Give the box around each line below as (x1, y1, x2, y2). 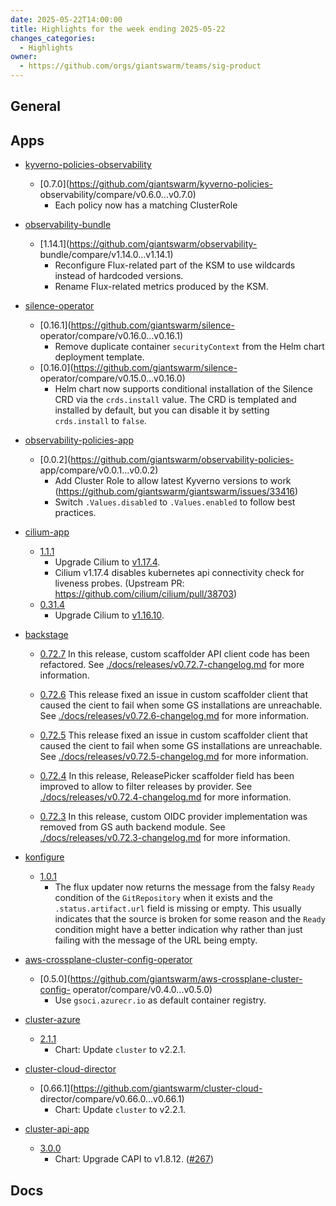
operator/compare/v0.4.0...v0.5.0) (72, 984, 213, 996)
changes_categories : (10, 33, 97, 43)
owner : (10, 52, 38, 62)
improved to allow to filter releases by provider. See (39, 781, 253, 793)
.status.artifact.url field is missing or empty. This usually (54, 902, 302, 915)
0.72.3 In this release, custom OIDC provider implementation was (39, 811, 308, 823)
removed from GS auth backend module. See (39, 821, 226, 833)
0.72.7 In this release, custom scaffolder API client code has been (39, 648, 310, 660)
